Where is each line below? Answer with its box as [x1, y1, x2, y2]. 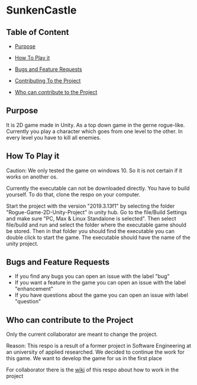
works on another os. [6, 173, 58, 180]
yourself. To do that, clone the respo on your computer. [6, 190, 141, 198]
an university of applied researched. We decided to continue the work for [6, 348, 185, 355]
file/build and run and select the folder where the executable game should [6, 221, 186, 228]
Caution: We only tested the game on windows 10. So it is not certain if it [6, 167, 182, 174]
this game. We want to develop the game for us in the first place [6, 355, 163, 362]
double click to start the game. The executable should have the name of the [6, 234, 190, 241]
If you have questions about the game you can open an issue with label [14, 292, 188, 299]
